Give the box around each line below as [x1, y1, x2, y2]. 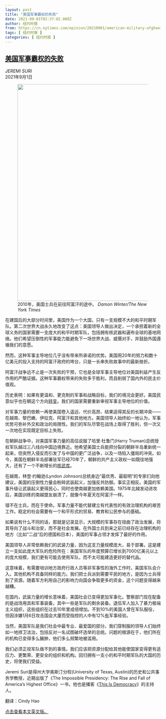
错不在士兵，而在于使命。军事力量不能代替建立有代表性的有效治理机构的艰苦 [5, 502, 161, 508]
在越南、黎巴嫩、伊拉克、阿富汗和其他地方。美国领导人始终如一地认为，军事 [5, 415, 161, 421]
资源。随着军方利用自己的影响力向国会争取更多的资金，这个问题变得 [13, 577, 152, 583]
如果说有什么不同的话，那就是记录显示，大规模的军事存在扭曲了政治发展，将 [5, 519, 161, 525]
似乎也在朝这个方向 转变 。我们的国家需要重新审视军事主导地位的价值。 [9, 398, 152, 404]
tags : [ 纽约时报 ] [5, 30, 42, 35]
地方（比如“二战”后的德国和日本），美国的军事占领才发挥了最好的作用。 [5, 531, 150, 537]
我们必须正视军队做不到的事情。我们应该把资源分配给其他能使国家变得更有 [5, 646, 157, 652]
